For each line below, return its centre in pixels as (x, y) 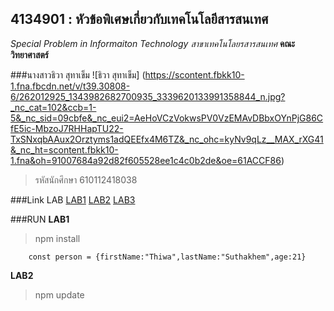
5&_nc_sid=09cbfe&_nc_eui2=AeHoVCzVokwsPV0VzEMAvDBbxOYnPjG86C (167, 118)
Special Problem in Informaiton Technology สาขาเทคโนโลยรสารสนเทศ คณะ (153, 43)
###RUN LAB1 (40, 219)
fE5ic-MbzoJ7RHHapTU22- (67, 128)
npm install (57, 238)
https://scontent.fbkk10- (194, 74)
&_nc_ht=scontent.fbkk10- (64, 149)
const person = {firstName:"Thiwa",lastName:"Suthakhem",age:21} (167, 257)
